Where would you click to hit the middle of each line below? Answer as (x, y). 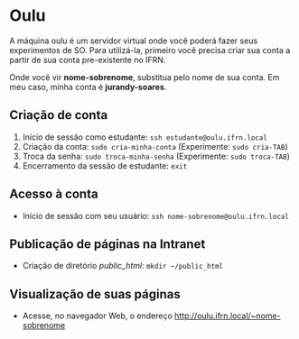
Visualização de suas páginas (95, 294)
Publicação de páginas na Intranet (107, 244)
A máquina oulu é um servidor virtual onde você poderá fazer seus (134, 41)
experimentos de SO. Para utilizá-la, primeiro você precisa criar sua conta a (150, 50)
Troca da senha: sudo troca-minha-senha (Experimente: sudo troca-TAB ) (156, 156)
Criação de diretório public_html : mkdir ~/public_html (123, 266)
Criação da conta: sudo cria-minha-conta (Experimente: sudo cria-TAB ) (155, 146)
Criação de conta (59, 115)
